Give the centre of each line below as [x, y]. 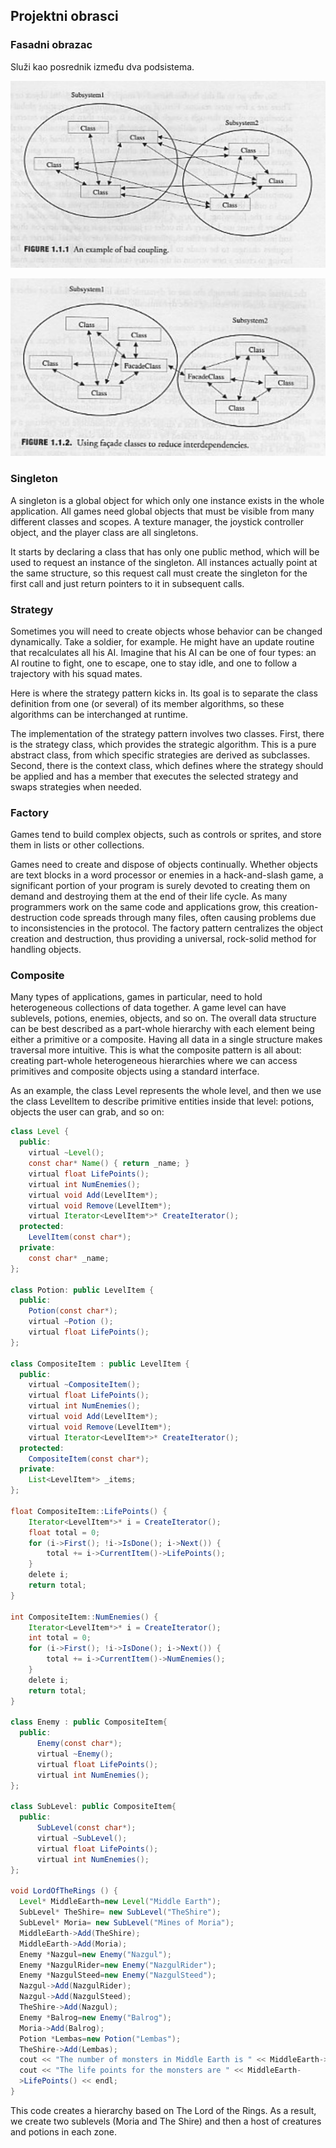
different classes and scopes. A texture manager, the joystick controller [157, 521]
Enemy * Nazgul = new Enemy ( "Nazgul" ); [95, 1954]
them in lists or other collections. [77, 845]
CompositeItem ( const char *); [89, 1459]
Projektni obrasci [64, 16]
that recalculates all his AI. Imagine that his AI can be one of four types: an [163, 652]
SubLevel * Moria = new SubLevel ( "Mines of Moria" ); [127, 1923]
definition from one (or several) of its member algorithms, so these [147, 703]
